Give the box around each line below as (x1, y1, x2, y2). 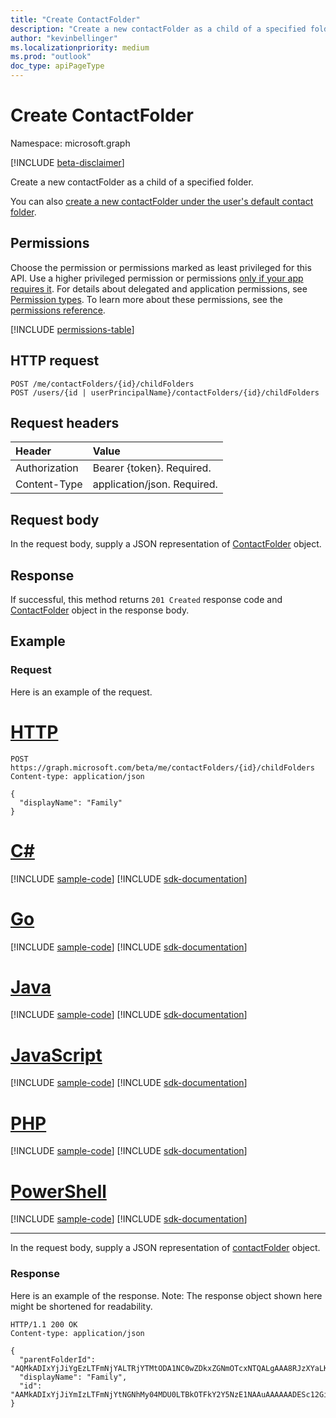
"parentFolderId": (19, 1354, 97, 1365)
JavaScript (10, 1044, 103, 1066)
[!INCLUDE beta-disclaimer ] (10, 156, 125, 168)
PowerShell (10, 1180, 107, 1203)
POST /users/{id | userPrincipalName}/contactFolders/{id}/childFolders (10, 387, 320, 398)
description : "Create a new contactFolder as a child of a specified (10, 24, 307, 34)
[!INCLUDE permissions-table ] (10, 323, 135, 335)
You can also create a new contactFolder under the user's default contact (10, 195, 314, 207)
